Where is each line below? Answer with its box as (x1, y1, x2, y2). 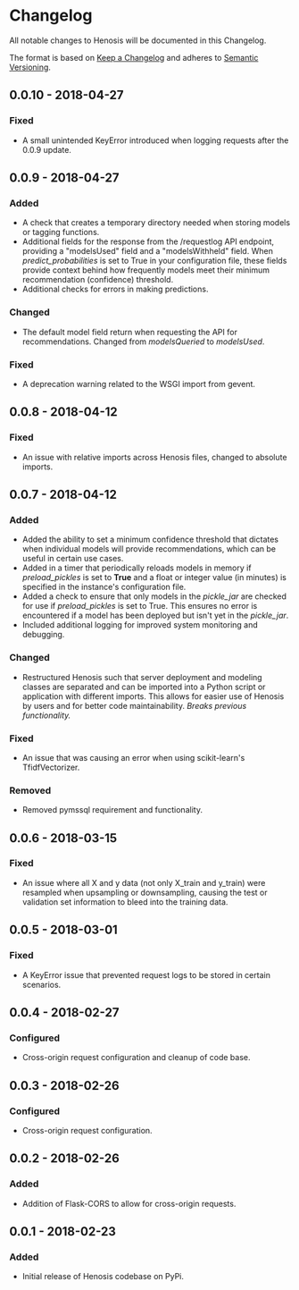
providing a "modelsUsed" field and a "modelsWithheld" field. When (21, 246, 274, 257)
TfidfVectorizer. (21, 762, 80, 772)
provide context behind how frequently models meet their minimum (21, 265, 270, 275)
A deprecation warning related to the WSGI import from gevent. (21, 378, 256, 389)
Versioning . (9, 62, 52, 72)
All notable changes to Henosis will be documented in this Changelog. (9, 35, 267, 46)
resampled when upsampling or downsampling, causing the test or (21, 887, 268, 898)
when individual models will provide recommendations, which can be (21, 544, 277, 554)
